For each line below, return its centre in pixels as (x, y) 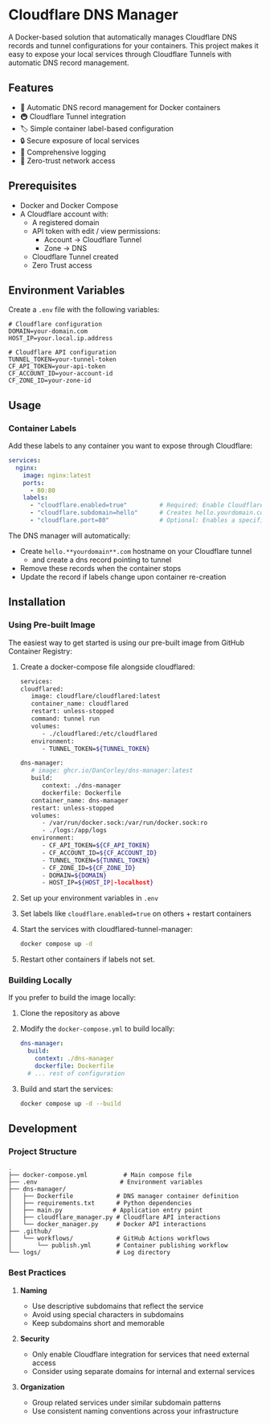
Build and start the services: (66, 1089)
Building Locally (40, 980)
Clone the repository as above (70, 1013)
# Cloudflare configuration (55, 324)
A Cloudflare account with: (64, 214)
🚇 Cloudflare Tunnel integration (73, 116)
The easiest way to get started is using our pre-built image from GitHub (127, 642)
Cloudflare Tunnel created (75, 256)
